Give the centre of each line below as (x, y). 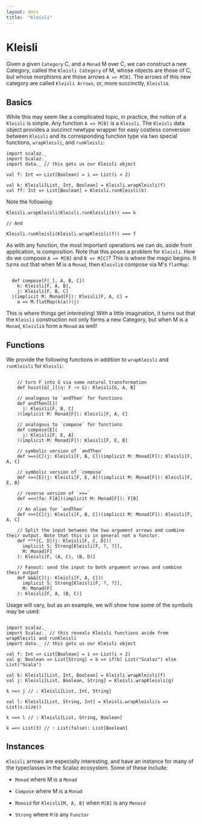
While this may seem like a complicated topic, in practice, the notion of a (96, 117)
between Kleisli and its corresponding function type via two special (92, 136)
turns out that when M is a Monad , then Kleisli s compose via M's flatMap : (98, 265)
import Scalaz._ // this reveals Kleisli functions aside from (87, 633)
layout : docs (23, 12)
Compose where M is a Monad (49, 791)
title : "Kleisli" (29, 18)
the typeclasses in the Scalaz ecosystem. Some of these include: (87, 767)
